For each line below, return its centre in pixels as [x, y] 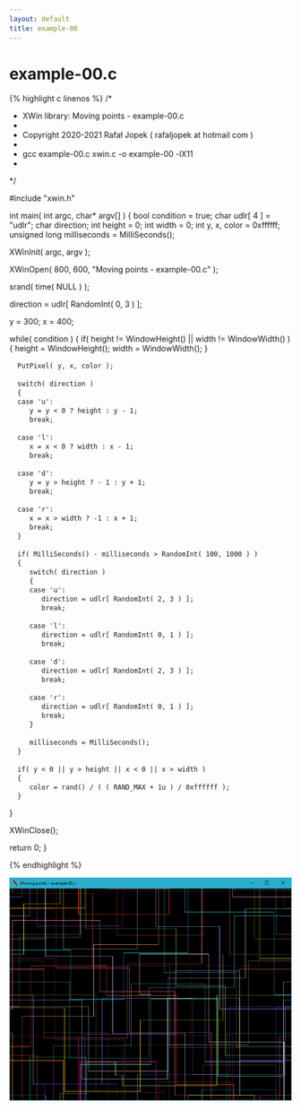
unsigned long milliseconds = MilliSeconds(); [92, 235]
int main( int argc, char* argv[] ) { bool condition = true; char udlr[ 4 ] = [140, 216]
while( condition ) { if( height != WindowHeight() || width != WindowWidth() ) [150, 339]
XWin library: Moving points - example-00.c [103, 116]
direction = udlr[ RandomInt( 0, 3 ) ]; [76, 304]
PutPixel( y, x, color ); [66, 366]
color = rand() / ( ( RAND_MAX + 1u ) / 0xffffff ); [129, 788]
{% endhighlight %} [46, 865]
